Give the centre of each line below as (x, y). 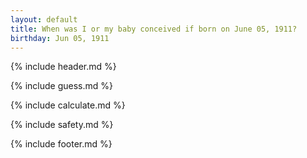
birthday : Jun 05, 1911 (60, 38)
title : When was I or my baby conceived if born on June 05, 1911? (154, 29)
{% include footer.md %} (61, 144)
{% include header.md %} (63, 67)
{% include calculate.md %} (68, 105)
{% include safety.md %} (62, 125)
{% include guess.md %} (61, 86)
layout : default (44, 19)
